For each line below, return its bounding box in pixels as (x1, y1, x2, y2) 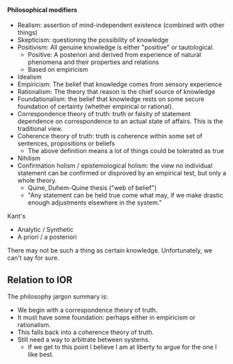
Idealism (17, 73, 42, 81)
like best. (27, 350, 54, 358)
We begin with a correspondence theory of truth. (17, 306, 158, 315)
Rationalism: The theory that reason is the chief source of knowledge (17, 88, 216, 96)
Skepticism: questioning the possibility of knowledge (17, 35, 169, 45)
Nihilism (17, 154, 40, 163)
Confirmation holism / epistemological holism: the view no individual (17, 161, 213, 170)
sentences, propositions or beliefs (17, 139, 115, 148)
